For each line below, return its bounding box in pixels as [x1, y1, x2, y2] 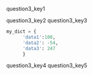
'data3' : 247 [22, 45, 56, 51]
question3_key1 [6, 5, 46, 12]
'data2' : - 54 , [22, 39, 59, 46]
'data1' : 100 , [22, 34, 56, 40]
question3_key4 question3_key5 [6, 62, 88, 69]
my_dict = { [6, 28, 36, 34]
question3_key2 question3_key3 [6, 17, 88, 24]
